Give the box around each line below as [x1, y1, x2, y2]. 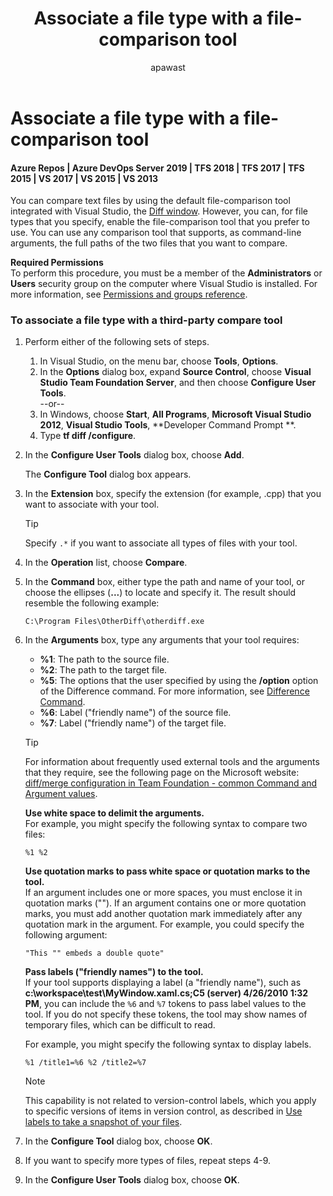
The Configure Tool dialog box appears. [24, 468, 192, 481]
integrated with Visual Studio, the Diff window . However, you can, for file [10, 205, 308, 217]
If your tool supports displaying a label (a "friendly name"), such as [24, 977, 302, 989]
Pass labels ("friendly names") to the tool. [24, 966, 204, 978]
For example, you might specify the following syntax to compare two [24, 818, 308, 830]
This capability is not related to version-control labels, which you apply [24, 1095, 317, 1107]
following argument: [24, 929, 108, 941]
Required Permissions [10, 257, 104, 269]
